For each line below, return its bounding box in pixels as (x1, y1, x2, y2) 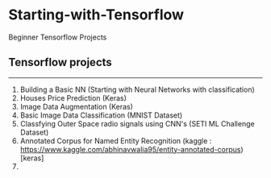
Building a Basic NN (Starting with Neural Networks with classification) (19, 85, 256, 94)
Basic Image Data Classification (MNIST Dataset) (19, 110, 183, 120)
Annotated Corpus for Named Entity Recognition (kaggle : (19, 135, 212, 146)
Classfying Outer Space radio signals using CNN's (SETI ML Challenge (19, 118, 256, 128)
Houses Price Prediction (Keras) (19, 93, 127, 102)
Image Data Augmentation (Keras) (19, 101, 133, 111)
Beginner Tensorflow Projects (8, 32, 107, 42)
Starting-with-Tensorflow (8, 6, 184, 24)
